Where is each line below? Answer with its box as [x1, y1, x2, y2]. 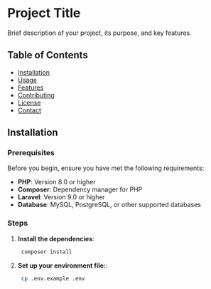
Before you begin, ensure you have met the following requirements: [7, 164, 205, 172]
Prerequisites [7, 148, 55, 158]
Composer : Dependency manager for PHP [17, 185, 143, 194]
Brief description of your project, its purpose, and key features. [7, 28, 192, 37]
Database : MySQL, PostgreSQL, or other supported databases [17, 201, 201, 209]
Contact [17, 105, 41, 115]
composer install [21, 248, 72, 256]
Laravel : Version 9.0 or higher [17, 193, 105, 201]
